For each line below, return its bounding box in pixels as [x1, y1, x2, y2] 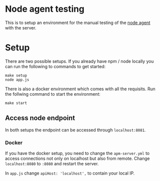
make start [5, 101, 27, 105]
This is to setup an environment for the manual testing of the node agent [5, 20, 151, 26]
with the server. [5, 25, 37, 30]
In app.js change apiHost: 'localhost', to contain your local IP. [5, 170, 135, 176]
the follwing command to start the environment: [5, 91, 101, 97]
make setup [5, 73, 27, 78]
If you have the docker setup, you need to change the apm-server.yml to [5, 150, 150, 156]
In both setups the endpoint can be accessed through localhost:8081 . [5, 127, 146, 133]
